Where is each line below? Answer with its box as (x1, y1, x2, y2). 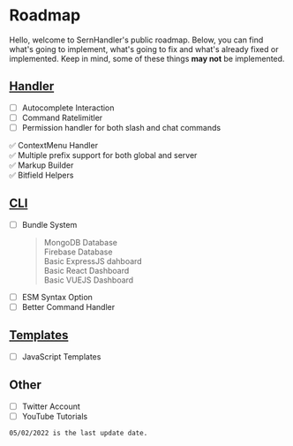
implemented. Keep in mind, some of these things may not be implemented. (9, 53, 285, 64)
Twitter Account (21, 401, 81, 412)
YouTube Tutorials (21, 411, 88, 421)
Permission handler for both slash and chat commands (21, 122, 222, 132)
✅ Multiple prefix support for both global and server (9, 149, 198, 160)
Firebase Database (43, 246, 113, 257)
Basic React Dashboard (43, 265, 130, 276)
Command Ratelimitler (21, 112, 103, 123)
